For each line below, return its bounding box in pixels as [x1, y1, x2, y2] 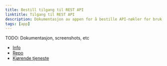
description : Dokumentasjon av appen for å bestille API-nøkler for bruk [5, 16, 162, 21]
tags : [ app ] [5, 21, 30, 26]
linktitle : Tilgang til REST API [5, 12, 75, 17]
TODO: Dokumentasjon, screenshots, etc [5, 35, 89, 41]
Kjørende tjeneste [12, 55, 49, 61]
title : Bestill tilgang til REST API [5, 7, 84, 12]
